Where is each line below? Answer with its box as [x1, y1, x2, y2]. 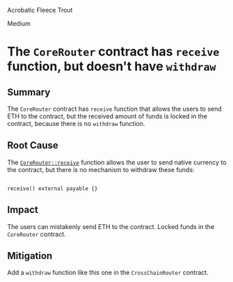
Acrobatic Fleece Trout [7, 6, 73, 14]
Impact [7, 204, 38, 216]
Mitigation [7, 250, 53, 262]
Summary [7, 86, 51, 98]
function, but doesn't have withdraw [7, 58, 216, 75]
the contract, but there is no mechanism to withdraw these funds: [7, 165, 195, 173]
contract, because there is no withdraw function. [7, 120, 145, 127]
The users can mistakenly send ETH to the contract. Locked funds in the [7, 222, 215, 230]
